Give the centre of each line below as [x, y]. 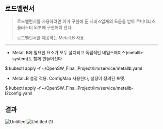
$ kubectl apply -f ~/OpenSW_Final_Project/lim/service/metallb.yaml [73, 68]
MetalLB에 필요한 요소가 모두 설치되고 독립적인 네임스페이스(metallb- [78, 52]
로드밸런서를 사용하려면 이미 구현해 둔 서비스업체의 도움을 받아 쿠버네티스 [86, 21]
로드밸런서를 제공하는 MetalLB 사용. [51, 37]
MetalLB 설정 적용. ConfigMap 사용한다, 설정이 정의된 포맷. [69, 78]
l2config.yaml [19, 93]
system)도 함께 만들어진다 [37, 58]
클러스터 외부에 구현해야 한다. [45, 27]
